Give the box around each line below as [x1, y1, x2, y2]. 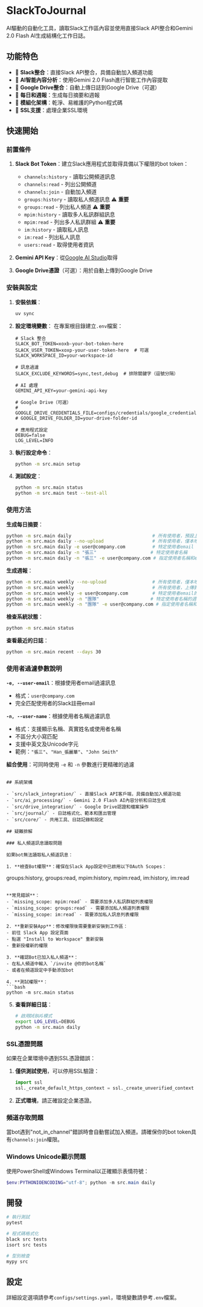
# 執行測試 [6, 1214, 30, 1221]
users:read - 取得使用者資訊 [24, 241, 94, 249]
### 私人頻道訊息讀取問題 [6, 840, 62, 847]
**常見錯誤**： [6, 893, 40, 899]
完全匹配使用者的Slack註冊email [14, 700, 95, 707]
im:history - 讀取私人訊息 [24, 226, 89, 233]
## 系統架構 [6, 780, 33, 786]
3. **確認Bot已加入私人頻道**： [6, 954, 79, 960]
